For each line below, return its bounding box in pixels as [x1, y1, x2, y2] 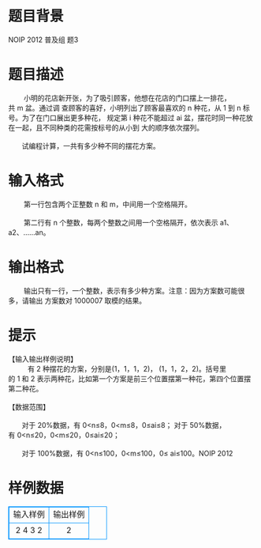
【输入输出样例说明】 [8, 353, 77, 364]
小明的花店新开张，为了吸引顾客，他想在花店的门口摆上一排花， [23, 93, 231, 103]
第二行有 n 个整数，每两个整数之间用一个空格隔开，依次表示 [23, 217, 218, 227]
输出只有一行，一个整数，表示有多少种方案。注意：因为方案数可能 [23, 285, 238, 295]
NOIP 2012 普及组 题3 [8, 35, 79, 44]
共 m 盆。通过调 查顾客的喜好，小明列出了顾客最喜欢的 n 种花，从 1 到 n [8, 103, 241, 112]
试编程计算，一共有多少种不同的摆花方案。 [21, 141, 160, 150]
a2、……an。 [8, 227, 50, 237]
